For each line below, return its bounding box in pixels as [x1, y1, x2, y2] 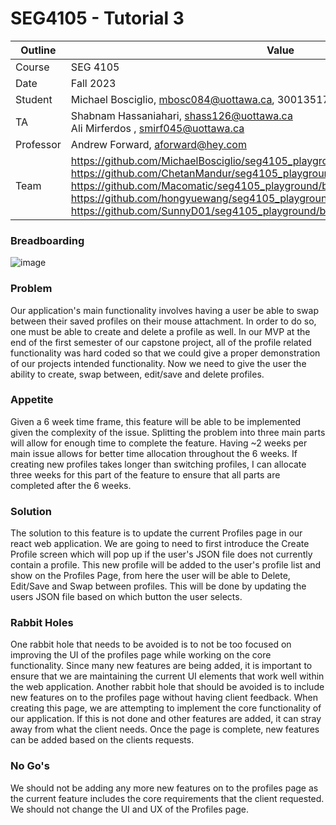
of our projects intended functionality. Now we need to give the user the [10, 357, 307, 369]
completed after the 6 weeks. [10, 479, 132, 491]
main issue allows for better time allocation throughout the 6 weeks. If [10, 447, 298, 459]
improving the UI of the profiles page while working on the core [10, 649, 272, 661]
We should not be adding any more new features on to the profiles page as [10, 782, 319, 794]
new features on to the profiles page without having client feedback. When [10, 692, 318, 704]
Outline [20, 43, 57, 57]
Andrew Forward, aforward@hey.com [70, 137, 247, 151]
